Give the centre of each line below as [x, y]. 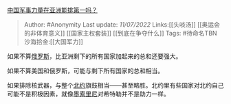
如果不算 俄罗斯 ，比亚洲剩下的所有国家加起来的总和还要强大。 [95, 56]
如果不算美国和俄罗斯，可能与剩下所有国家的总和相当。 [85, 71]
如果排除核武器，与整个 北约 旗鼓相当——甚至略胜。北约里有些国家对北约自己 [115, 85]
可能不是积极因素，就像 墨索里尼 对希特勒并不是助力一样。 [88, 94]
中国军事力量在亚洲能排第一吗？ [52, 10]
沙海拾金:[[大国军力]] [54, 42]
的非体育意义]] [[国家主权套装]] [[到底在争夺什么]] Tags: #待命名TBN [121, 33]
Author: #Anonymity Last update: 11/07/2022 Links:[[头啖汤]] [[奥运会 [122, 25]
